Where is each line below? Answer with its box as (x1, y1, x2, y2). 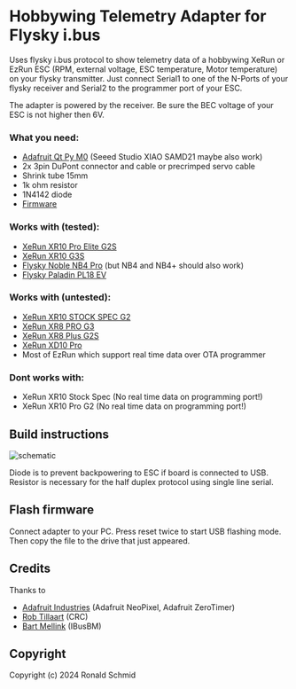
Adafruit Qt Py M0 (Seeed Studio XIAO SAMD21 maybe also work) (21, 152, 263, 162)
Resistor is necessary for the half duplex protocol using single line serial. (9, 476, 274, 487)
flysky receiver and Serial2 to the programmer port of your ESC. (9, 82, 243, 93)
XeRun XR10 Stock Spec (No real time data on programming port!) (21, 392, 263, 403)
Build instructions (9, 427, 109, 442)
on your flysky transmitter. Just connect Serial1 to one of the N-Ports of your (9, 73, 289, 83)
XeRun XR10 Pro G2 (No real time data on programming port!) (21, 401, 246, 411)
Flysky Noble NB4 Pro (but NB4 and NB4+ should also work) (21, 260, 245, 270)
